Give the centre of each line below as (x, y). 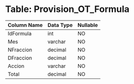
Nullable (88, 25)
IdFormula (20, 33)
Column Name (25, 25)
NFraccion (20, 49)
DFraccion (20, 57)
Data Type (60, 25)
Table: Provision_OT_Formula (68, 9)
